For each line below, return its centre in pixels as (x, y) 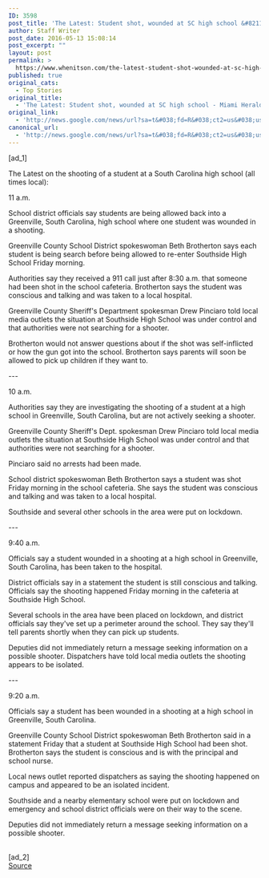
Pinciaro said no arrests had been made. (75, 463)
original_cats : (34, 83)
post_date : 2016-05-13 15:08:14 (62, 38)
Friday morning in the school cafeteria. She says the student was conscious (133, 488)
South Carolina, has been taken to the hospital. (85, 567)
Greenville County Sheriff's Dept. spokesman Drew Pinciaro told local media (134, 431)
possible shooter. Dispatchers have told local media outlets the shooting (127, 656)
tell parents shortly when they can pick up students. (94, 632)
